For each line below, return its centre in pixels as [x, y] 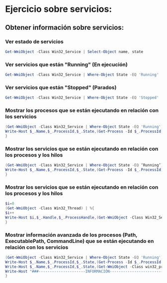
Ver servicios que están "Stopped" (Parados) [61, 87]
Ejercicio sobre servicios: [59, 9]
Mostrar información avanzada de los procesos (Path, [71, 235]
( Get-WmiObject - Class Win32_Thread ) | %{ [50, 208]
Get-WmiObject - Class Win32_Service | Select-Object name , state [74, 52]
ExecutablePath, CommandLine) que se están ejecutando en [80, 241]
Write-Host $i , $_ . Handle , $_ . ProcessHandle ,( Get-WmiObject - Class [74, 217]
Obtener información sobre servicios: [65, 28]
